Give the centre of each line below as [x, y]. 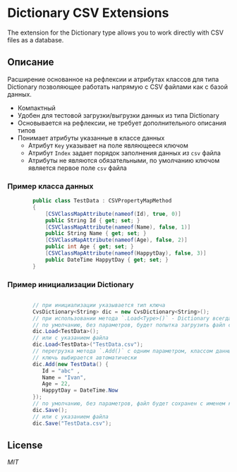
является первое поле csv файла [77, 168]
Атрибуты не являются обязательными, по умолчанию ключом [124, 160]
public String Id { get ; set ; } [92, 220]
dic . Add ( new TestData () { [71, 364]
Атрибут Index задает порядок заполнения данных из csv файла [124, 152]
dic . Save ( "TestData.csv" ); [72, 423]
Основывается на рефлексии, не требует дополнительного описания [122, 123]
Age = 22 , [56, 384]
